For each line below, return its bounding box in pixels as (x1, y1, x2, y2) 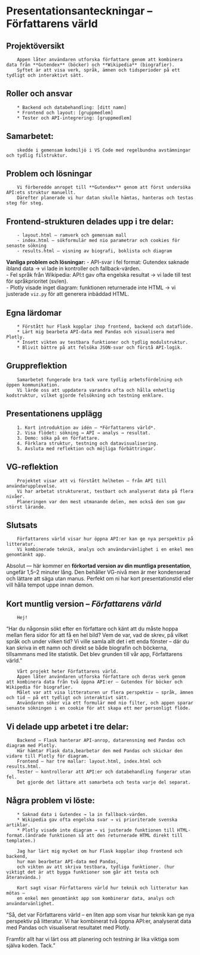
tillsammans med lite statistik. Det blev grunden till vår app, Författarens (6, 651, 183, 658)
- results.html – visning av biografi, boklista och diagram (17, 248, 172, 254)
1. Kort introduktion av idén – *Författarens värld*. (17, 424, 156, 431)
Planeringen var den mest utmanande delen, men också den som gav (17, 498, 186, 504)
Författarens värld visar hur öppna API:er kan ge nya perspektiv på (17, 536, 194, 542)
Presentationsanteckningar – (6, 4, 153, 18)
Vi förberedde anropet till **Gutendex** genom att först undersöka (17, 185, 191, 191)
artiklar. (6, 822, 31, 828)
